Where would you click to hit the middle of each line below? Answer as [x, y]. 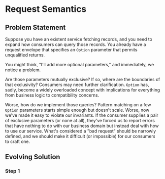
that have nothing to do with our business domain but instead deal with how [82, 126]
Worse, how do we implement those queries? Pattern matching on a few [78, 105]
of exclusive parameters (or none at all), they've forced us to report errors [80, 120]
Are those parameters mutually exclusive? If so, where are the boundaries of [82, 79]
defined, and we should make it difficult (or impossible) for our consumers [80, 136]
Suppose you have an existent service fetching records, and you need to [79, 39]
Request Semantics [46, 9]
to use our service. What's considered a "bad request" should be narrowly [81, 131]
